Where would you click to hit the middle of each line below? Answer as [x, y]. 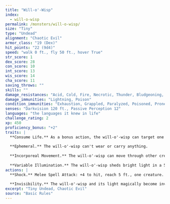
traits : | [16, 132]
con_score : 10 [20, 66]
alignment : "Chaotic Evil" [34, 38]
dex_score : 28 [20, 62]
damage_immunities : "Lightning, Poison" [49, 99]
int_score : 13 [20, 71]
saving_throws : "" [25, 85]
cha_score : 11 [20, 80]
